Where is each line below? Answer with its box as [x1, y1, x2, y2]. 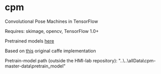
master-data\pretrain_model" [5, 63, 66, 69]
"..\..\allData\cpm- [118, 57, 156, 63]
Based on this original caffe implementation [5, 48, 97, 54]
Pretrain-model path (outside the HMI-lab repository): [5, 57, 118, 63]
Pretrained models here [5, 38, 54, 44]
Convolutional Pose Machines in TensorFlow [5, 18, 98, 24]
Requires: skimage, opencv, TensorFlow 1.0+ [5, 28, 99, 34]
